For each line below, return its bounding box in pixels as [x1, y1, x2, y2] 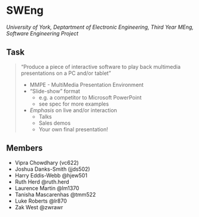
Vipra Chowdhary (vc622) [14, 159, 79, 166]
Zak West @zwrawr [14, 203, 63, 210]
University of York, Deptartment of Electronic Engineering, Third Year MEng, [6, 23, 194, 31]
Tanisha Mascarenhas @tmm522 [14, 191, 96, 198]
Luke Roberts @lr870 [14, 197, 68, 204]
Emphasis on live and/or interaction [29, 106, 118, 114]
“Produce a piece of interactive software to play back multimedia [20, 63, 181, 70]
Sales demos [38, 119, 71, 126]
